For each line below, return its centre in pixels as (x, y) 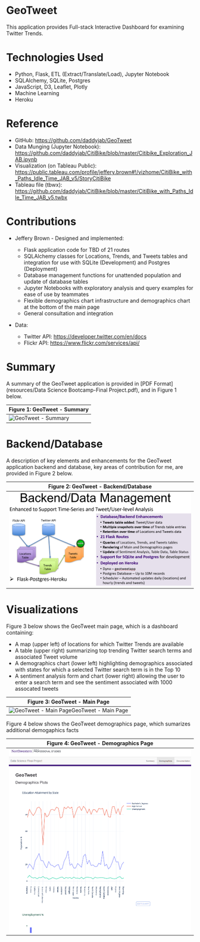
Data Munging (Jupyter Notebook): (58, 147)
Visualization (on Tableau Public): (56, 166)
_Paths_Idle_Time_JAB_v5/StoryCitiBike (63, 178)
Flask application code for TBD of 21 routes (76, 249)
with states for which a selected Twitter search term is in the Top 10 (98, 669)
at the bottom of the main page (62, 307)
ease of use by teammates (56, 294)
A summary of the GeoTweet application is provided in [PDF (79, 383)
